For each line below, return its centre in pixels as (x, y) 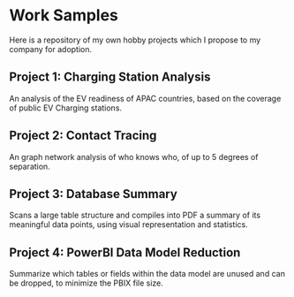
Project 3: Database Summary (94, 194)
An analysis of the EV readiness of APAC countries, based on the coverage (145, 98)
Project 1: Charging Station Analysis (110, 77)
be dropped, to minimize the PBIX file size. (86, 283)
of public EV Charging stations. (65, 108)
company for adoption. (51, 49)
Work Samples (64, 15)
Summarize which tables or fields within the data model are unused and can (147, 274)
